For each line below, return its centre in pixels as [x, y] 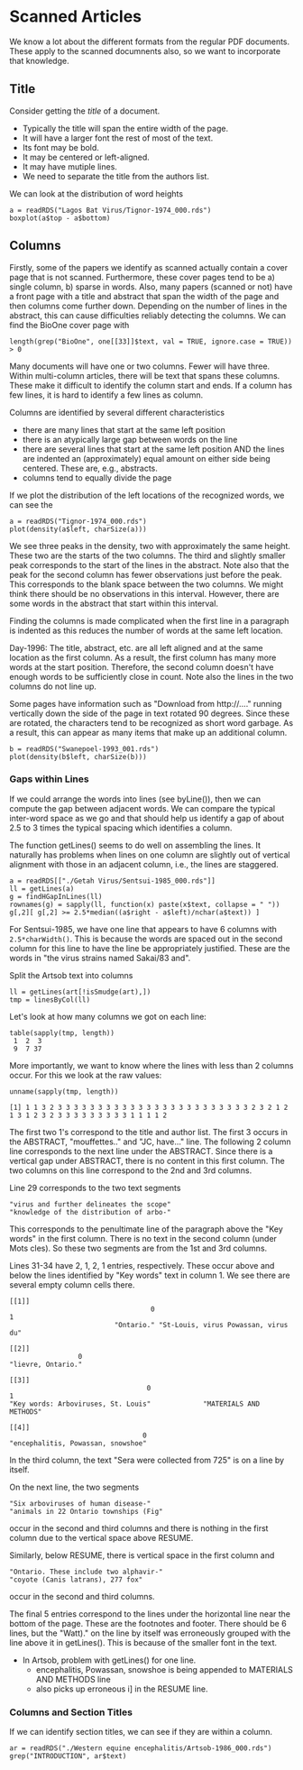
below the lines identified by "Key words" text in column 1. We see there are [150, 1275]
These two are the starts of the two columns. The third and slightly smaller [147, 555]
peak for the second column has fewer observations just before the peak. [146, 574]
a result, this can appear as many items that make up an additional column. [148, 732]
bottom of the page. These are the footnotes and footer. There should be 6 [148, 1623]
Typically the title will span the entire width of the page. [125, 128]
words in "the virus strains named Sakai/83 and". [100, 958]
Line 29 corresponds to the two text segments [95, 1188]
